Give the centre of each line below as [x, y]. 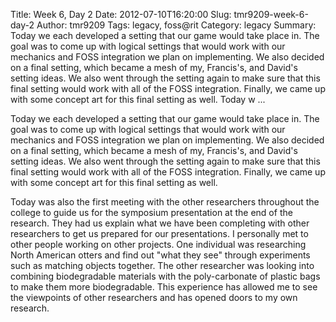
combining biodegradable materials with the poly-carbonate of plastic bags [165, 276]
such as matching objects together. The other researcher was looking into [162, 265]
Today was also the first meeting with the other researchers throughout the [165, 202]
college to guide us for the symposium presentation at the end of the [151, 212]
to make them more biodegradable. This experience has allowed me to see [164, 287]
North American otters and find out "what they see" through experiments [160, 255]
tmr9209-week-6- [271, 14]
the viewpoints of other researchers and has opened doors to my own [154, 297]
